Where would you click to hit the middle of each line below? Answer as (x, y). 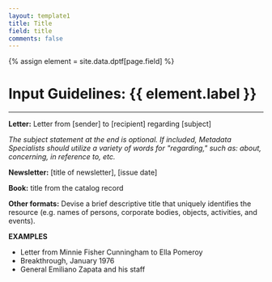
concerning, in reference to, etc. (62, 157)
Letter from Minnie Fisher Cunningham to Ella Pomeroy (111, 252)
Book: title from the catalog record (66, 188)
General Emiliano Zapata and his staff (83, 269)
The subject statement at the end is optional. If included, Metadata (120, 140)
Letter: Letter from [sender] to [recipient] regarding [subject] (110, 124)
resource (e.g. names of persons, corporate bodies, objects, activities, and (133, 213)
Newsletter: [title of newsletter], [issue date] (83, 173)
